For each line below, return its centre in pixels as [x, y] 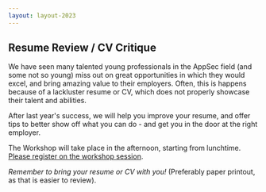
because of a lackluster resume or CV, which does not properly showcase [129, 92]
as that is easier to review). [52, 180]
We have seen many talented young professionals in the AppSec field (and [130, 67]
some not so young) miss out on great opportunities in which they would [127, 75]
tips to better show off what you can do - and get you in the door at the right [133, 125]
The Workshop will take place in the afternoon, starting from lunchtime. [125, 148]
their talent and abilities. [48, 101]
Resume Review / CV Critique [82, 48]
